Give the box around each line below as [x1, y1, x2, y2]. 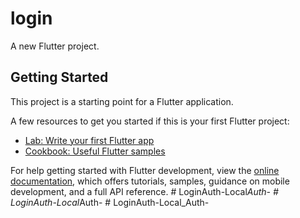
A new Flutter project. [10, 40, 100, 52]
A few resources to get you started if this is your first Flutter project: [10, 115, 290, 127]
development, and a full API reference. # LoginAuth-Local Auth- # [10, 185, 279, 197]
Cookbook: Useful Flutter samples [24, 145, 166, 157]
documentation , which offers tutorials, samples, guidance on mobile [10, 175, 290, 187]
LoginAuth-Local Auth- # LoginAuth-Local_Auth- [10, 196, 210, 208]
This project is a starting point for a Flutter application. [10, 95, 234, 107]
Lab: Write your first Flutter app [24, 134, 155, 146]
